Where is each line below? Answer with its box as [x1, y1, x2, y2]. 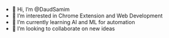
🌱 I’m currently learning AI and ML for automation [12, 19, 135, 25]
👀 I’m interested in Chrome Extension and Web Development [12, 12, 163, 19]
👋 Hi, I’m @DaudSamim [12, 6, 70, 13]
